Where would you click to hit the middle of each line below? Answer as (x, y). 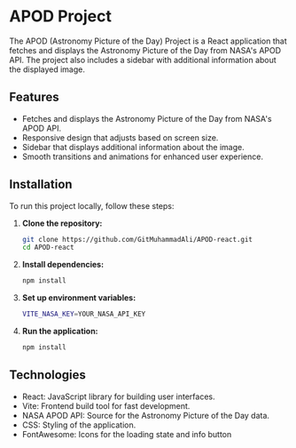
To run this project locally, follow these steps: (92, 205)
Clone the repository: (62, 223)
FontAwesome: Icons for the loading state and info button (127, 434)
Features (34, 97)
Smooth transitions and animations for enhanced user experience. (143, 156)
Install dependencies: (63, 265)
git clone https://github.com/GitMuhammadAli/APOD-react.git (137, 239)
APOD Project (61, 16)
